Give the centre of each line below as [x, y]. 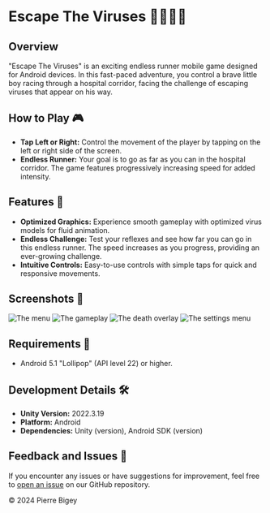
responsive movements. [60, 273]
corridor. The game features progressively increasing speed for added [137, 168]
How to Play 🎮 [46, 118]
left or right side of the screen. [71, 150]
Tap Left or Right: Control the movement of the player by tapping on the [140, 142]
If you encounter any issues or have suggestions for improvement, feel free [134, 476]
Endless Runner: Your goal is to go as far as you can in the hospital [133, 159]
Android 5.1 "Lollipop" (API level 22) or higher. [96, 364]
